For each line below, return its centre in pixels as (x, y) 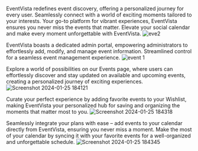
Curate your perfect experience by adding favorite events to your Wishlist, (96, 99)
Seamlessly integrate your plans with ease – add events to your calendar (95, 123)
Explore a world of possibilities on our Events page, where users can (90, 69)
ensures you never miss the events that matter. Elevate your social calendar (98, 27)
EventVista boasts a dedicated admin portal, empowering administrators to (97, 45)
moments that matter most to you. (47, 112)
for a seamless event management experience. (63, 58)
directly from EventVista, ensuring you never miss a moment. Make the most (99, 129)
